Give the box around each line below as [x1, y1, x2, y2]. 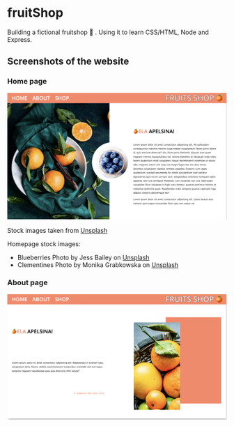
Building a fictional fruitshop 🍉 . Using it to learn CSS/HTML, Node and [7, 28, 209, 36]
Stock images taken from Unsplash [7, 226, 108, 234]
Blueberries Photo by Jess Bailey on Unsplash [17, 253, 150, 261]
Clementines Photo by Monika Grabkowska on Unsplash [17, 260, 179, 269]
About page [7, 277, 48, 287]
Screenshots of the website [7, 56, 130, 68]
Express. [7, 35, 33, 43]
